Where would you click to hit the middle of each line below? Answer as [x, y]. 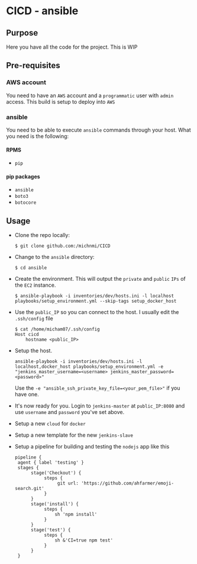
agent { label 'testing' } [51, 463]
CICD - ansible [42, 11]
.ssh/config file [34, 319]
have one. [27, 395]
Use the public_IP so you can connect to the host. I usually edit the [97, 312]
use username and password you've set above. [70, 412]
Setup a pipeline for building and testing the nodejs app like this [92, 447]
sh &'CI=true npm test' [84, 540]
